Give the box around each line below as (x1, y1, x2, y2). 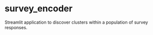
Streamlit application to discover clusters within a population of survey (4, 19, 148, 25)
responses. (4, 24, 28, 30)
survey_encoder (4, 3, 73, 14)
